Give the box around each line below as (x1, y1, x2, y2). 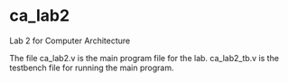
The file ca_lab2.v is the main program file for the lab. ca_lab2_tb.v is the (9, 52, 280, 63)
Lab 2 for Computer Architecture (9, 35, 131, 46)
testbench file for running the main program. (9, 62, 174, 73)
